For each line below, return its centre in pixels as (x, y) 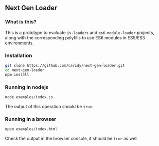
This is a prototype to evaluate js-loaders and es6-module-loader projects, (80, 32)
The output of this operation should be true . (49, 106)
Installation (19, 55)
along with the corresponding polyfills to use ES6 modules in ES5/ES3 (75, 37)
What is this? (21, 22)
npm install (17, 74)
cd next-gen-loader (25, 70)
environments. (19, 43)
